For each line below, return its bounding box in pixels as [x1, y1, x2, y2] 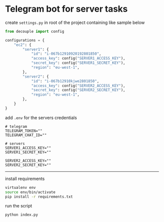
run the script [5, 203, 33, 209]
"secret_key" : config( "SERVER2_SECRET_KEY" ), [31, 88, 125, 93]
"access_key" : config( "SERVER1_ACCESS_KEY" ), [31, 56, 125, 61]
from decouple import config [5, 29, 64, 34]
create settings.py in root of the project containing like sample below [5, 20, 145, 25]
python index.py [5, 212, 38, 218]
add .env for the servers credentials [5, 115, 77, 121]
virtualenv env [5, 185, 36, 190]
